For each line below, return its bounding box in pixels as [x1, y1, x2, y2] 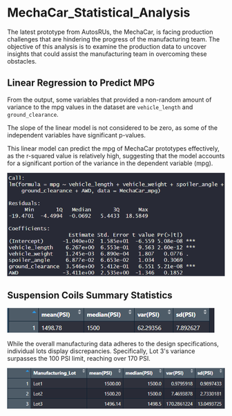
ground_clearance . [7, 110, 59, 118]
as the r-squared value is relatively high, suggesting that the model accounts [7, 151, 225, 160]
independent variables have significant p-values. [7, 131, 146, 139]
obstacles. [7, 57, 37, 65]
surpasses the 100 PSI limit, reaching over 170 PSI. [7, 354, 151, 363]
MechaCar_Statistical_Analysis [7, 5, 191, 21]
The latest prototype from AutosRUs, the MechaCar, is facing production [7, 28, 213, 36]
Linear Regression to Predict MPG [7, 77, 155, 89]
